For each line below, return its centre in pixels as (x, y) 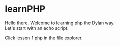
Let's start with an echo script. (37, 28)
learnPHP (25, 9)
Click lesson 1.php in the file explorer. (44, 38)
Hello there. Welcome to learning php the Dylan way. (60, 23)
